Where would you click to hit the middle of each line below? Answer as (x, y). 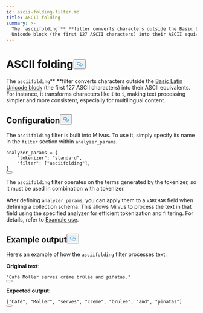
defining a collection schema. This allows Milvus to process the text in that (99, 206)
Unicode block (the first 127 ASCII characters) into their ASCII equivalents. (98, 88)
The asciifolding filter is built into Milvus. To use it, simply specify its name (101, 135)
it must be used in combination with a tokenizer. (66, 188)
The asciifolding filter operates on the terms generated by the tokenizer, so (101, 182)
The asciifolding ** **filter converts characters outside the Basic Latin (95, 81)
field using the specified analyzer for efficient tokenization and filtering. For (100, 213)
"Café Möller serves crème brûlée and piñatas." (69, 277)
